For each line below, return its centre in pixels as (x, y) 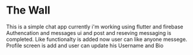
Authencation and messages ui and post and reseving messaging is (89, 33)
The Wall (28, 10)
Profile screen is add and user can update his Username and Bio (85, 46)
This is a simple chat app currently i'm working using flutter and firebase (95, 27)
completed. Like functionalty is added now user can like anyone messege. (97, 39)
